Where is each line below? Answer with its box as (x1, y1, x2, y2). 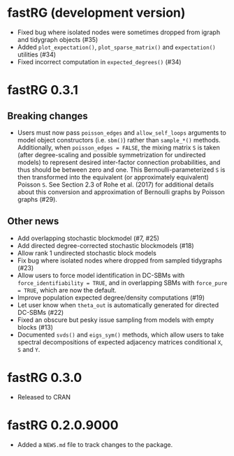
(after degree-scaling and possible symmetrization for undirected (17, 150, 206, 159)
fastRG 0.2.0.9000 (7, 417, 119, 433)
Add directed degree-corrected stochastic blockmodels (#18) (17, 241, 194, 249)
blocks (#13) (17, 323, 54, 331)
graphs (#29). (17, 195, 58, 203)
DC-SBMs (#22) (17, 308, 64, 316)
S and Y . (17, 345, 41, 353)
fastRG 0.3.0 (7, 369, 82, 385)
